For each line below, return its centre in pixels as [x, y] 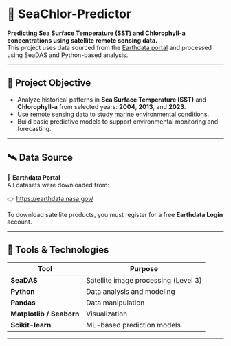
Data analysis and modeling [130, 292]
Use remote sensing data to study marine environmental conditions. [113, 114]
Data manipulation [115, 303]
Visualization [107, 314]
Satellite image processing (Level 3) [144, 281]
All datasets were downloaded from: [58, 185]
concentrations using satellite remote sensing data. [82, 40]
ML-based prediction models [133, 325]
